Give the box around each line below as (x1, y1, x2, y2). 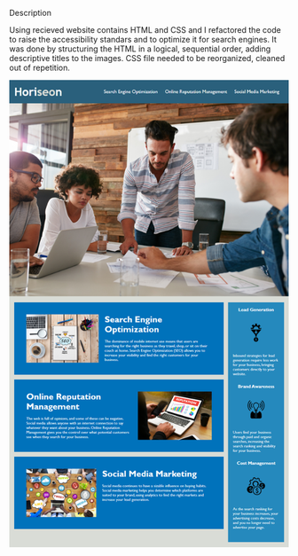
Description (9, 8, 51, 18)
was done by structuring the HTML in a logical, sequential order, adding (9, 43, 271, 54)
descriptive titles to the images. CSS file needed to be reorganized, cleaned (9, 53, 286, 63)
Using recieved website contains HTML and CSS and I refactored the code (9, 25, 281, 35)
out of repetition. (9, 62, 71, 73)
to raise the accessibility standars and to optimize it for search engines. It (9, 35, 278, 44)
